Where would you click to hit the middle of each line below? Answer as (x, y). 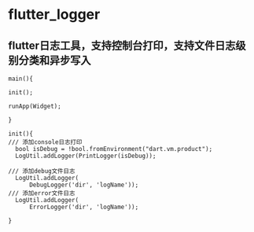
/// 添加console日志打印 (45, 142)
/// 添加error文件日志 (42, 193)
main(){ (21, 79)
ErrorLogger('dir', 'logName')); (84, 207)
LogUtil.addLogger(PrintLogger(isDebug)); (86, 156)
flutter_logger (54, 15)
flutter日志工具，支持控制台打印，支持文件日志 (122, 45)
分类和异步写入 (55, 60)
